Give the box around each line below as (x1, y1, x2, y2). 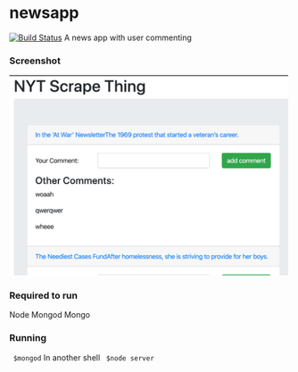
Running (9, 332, 47, 344)
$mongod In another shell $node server (12, 351, 154, 363)
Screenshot (9, 54, 61, 67)
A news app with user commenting (63, 32, 192, 43)
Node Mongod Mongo (9, 310, 91, 320)
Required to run (9, 289, 79, 302)
